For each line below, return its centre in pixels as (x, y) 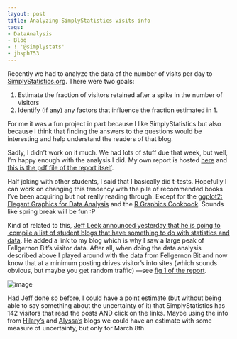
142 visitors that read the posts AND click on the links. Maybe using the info (118, 313)
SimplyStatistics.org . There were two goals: (71, 81)
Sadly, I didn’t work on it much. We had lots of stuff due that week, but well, (118, 152)
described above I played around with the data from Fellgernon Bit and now (117, 255)
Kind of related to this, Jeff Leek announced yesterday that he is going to (114, 225)
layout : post (27, 14)
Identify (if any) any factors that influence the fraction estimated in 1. (118, 110)
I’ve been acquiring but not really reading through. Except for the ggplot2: (115, 196)
